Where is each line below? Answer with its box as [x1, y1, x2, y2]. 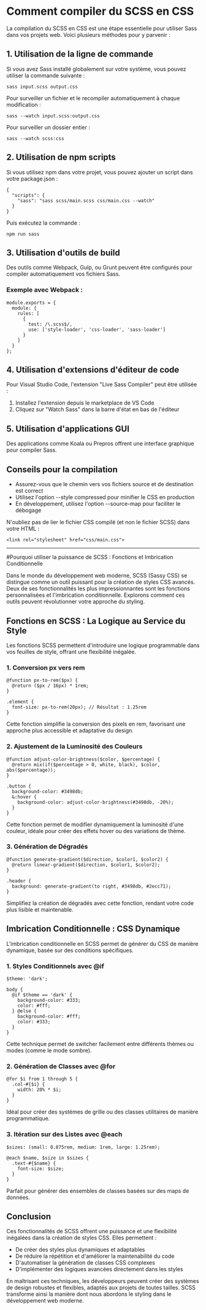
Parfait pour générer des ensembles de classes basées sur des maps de [6, 1187, 189, 1195]
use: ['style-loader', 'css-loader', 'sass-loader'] [28, 327, 166, 333]
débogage [15, 506, 42, 514]
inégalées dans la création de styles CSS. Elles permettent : [6, 1234, 157, 1241]
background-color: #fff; [17, 1013, 81, 1020]
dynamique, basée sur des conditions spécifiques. [6, 947, 134, 954]
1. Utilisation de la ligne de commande [6, 49, 153, 60]
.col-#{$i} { [12, 1082, 45, 1088]
